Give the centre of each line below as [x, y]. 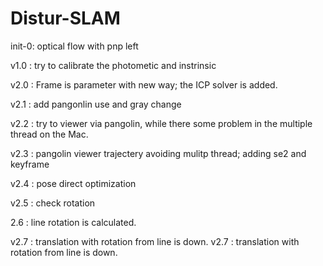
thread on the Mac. [49, 134]
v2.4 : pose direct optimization [73, 183]
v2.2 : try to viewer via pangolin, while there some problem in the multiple [161, 123]
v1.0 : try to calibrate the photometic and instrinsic [113, 65]
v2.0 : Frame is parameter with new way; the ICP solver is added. [144, 84]
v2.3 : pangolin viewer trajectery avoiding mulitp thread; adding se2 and [158, 153]
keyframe [30, 164]
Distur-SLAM [65, 18]
